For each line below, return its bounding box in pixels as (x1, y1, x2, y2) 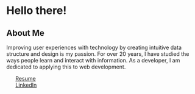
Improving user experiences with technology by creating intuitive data (6, 44, 182, 51)
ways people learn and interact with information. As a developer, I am (6, 57, 180, 64)
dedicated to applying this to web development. (6, 63, 126, 70)
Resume (15, 75, 36, 82)
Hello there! (6, 4, 67, 18)
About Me (6, 28, 44, 38)
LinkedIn (15, 81, 37, 89)
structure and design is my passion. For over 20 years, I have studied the (6, 50, 190, 58)
